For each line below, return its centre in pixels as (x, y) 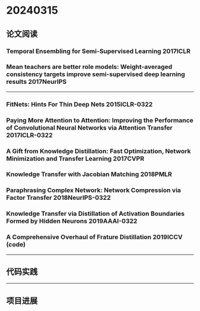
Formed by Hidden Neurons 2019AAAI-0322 (72, 221)
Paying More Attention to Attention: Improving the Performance (100, 120)
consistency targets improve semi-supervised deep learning (96, 74)
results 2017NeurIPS (37, 82)
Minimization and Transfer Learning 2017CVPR (75, 158)
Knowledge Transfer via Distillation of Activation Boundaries (96, 213)
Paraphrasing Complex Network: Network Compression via (94, 190)
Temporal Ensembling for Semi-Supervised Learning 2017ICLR (98, 51)
